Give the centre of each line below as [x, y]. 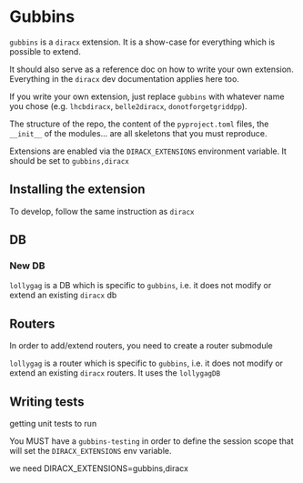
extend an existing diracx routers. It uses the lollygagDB [115, 373]
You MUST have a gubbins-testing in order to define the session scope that [151, 441]
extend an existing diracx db [63, 295]
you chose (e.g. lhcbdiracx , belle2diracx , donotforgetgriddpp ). [128, 106]
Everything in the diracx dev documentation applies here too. [124, 78]
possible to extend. [45, 51]
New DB [27, 266]
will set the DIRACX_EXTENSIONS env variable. [91, 451]
